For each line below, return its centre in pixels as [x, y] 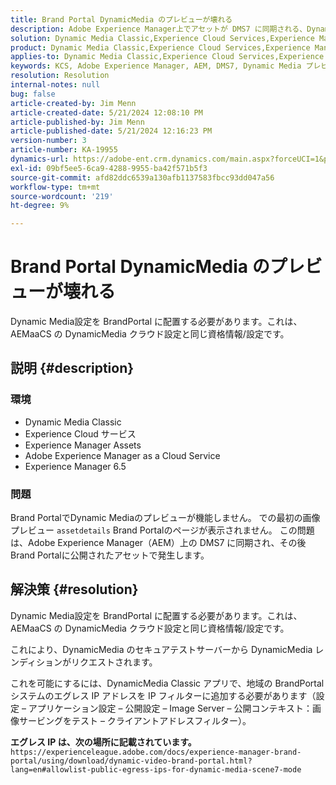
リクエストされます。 [114, 662]
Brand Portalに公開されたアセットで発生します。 [110, 555]
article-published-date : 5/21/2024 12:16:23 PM [111, 131]
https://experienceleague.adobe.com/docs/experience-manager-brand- [156, 752]
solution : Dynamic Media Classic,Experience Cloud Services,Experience [162, 38]
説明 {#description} [72, 368]
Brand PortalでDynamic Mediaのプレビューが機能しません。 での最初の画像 [165, 518]
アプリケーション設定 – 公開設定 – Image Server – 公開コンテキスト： [170, 708]
